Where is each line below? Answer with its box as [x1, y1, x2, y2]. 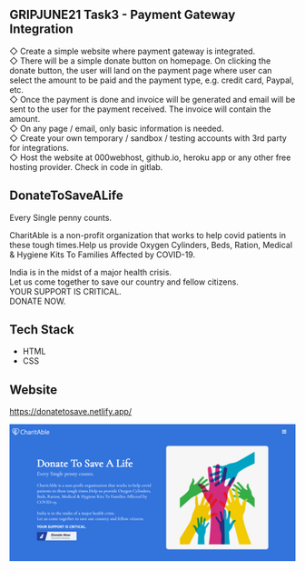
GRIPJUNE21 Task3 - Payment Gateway [9, 7, 236, 23]
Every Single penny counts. [9, 212, 112, 223]
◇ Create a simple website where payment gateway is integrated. [9, 45, 256, 56]
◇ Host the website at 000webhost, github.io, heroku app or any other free [9, 152, 291, 163]
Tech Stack [9, 322, 74, 337]
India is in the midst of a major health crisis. [9, 266, 172, 277]
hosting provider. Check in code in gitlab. [9, 161, 163, 172]
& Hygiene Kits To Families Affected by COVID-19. [9, 249, 196, 260]
